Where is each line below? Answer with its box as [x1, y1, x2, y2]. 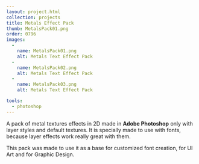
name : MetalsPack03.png [17, 82, 77, 88]
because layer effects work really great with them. [6, 133, 131, 140]
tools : [6, 98, 23, 104]
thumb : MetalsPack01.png [6, 25, 69, 32]
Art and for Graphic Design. [6, 151, 75, 158]
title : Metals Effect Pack [6, 20, 74, 26]
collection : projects [6, 14, 61, 20]
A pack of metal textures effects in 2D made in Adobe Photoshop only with [6, 120, 193, 127]
